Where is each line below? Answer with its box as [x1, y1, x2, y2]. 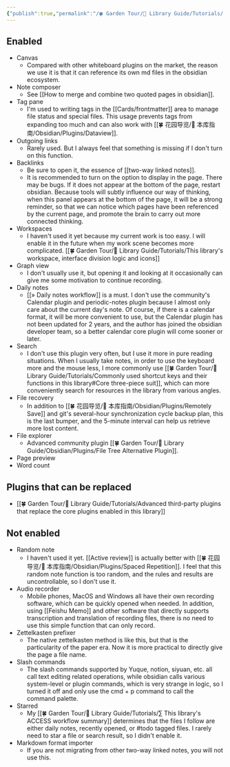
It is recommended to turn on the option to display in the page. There [26, 174, 223, 182]
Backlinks [16, 159, 44, 167]
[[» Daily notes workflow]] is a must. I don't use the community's [26, 291, 211, 300]
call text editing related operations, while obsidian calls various [26, 673, 205, 681]
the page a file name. [26, 651, 87, 659]
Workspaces [16, 224, 52, 233]
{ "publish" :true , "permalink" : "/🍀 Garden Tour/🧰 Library [6, 10, 171, 17]
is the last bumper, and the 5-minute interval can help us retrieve [26, 417, 211, 425]
